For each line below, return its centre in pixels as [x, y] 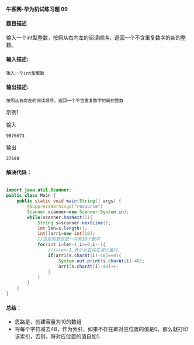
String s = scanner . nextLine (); [74, 223]
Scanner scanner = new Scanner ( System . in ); [78, 212]
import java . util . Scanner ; [39, 190]
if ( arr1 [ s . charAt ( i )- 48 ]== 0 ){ [84, 255]
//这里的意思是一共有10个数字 [69, 239]
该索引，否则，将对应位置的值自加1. [57, 336]
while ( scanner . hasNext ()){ [60, 217]
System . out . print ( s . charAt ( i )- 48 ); [101, 261]
